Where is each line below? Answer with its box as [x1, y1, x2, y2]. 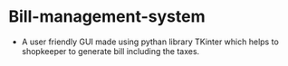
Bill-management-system [8, 6, 206, 27]
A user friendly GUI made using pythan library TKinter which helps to [21, 36, 280, 47]
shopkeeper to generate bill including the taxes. [21, 45, 200, 56]
